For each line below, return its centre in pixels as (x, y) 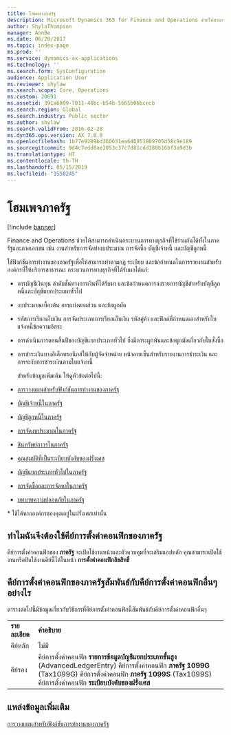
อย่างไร (19, 593)
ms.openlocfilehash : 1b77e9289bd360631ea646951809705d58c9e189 (100, 142)
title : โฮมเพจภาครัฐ (32, 13)
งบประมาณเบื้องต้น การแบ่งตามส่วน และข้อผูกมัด (71, 305)
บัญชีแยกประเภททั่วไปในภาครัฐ (52, 472)
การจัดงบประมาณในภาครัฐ (47, 431)
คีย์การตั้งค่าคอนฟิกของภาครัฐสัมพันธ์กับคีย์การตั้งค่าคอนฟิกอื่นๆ (112, 582)
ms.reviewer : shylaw (37, 84)
